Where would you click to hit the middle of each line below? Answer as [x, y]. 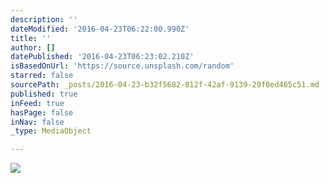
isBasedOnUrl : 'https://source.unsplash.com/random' [122, 66]
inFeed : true [37, 103]
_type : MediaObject [51, 131]
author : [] [33, 47]
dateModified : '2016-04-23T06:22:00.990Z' [100, 29]
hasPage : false [42, 112]
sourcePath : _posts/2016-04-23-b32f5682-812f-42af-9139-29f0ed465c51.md [165, 85]
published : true [44, 94]
